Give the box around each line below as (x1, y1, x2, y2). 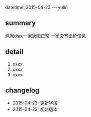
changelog (5, 86, 40, 95)
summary (5, 19, 36, 27)
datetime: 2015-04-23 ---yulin (5, 5, 68, 10)
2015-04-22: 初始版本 (12, 106, 58, 112)
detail (5, 48, 24, 56)
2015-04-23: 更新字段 (12, 100, 58, 106)
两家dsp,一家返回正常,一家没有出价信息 (5, 33, 86, 39)
